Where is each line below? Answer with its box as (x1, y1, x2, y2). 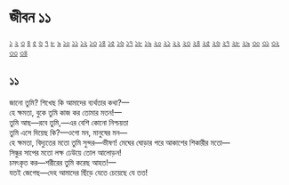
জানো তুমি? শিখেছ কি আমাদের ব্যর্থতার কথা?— (9, 97, 130, 108)
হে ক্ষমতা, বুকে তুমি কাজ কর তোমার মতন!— (9, 107, 123, 117)
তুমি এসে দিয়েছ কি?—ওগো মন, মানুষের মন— (9, 127, 128, 138)
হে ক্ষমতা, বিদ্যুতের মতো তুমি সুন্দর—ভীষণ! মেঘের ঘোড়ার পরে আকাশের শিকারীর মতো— (9, 137, 230, 148)
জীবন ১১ (9, 7, 52, 28)
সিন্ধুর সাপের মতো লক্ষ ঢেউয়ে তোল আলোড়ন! (9, 147, 122, 157)
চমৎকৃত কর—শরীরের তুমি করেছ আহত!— (9, 157, 116, 167)
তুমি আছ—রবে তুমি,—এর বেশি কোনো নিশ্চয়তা (9, 117, 129, 127)
